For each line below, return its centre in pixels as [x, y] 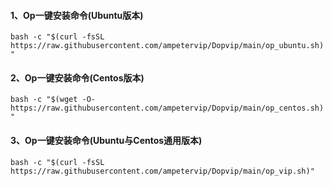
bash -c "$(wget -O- [53, 100]
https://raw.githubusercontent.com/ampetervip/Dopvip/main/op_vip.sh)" [162, 171]
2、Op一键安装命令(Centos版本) [77, 77]
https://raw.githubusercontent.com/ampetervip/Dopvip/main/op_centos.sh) [167, 108]
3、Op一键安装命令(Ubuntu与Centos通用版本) [106, 140]
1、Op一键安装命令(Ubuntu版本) [77, 15]
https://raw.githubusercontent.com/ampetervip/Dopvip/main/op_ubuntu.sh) [167, 46]
